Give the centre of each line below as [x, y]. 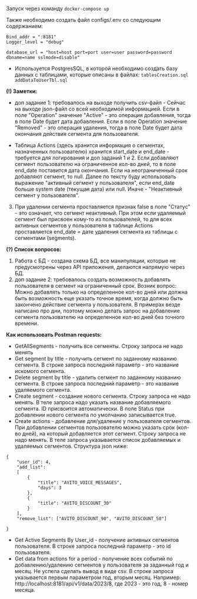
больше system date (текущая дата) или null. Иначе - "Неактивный [98, 189]
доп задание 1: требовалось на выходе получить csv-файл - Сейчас [100, 103]
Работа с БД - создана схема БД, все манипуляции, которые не [95, 261]
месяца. [25, 590]
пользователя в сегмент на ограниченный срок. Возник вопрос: [96, 286]
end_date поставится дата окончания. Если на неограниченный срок [101, 170]
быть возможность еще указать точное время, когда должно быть [99, 298]
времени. [26, 323]
